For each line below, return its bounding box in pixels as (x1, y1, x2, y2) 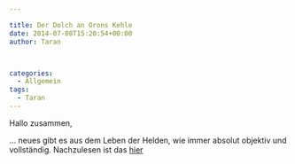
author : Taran (9, 37, 62, 46)
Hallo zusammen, (9, 117, 73, 129)
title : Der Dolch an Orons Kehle (9, 20, 133, 29)
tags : (9, 85, 29, 94)
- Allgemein (17, 77, 62, 86)
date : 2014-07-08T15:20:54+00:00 (9, 28, 133, 38)
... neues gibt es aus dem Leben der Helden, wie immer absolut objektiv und (9, 135, 287, 145)
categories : (9, 68, 53, 78)
